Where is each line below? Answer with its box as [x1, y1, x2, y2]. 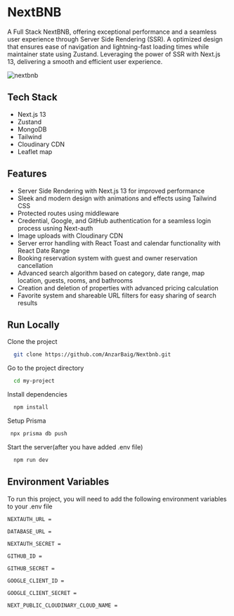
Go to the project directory [7, 364, 84, 373]
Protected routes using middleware [17, 209, 119, 217]
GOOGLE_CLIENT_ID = [7, 577, 65, 584]
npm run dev [13, 456, 49, 463]
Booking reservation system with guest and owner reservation [17, 254, 198, 262]
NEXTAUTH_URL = [7, 515, 52, 522]
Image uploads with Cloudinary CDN [17, 231, 124, 240]
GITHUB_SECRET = [7, 565, 55, 572]
